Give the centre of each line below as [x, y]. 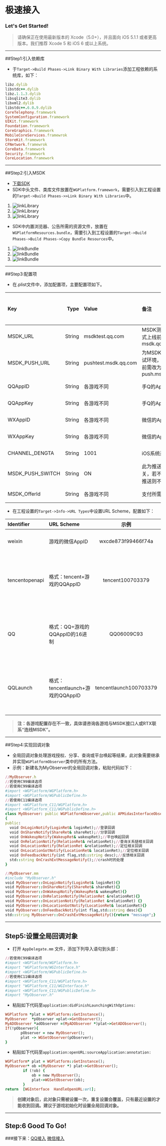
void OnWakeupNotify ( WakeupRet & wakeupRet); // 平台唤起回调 [69, 837]
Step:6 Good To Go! [36, 1126]
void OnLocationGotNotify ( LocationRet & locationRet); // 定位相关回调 [79, 851]
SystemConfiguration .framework [37, 117]
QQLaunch [20, 688]
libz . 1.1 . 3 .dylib [23, 94]
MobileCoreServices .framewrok [36, 136]
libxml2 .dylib [20, 103]
